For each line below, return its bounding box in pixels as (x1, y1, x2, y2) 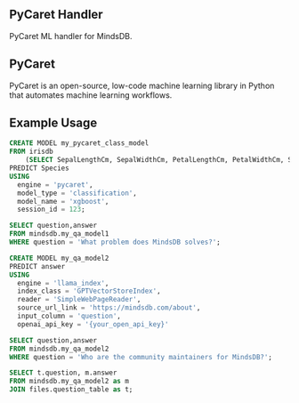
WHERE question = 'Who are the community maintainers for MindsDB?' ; (9, 352, 273, 361)
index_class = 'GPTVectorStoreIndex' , (17, 286, 162, 296)
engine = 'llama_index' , (17, 278, 109, 287)
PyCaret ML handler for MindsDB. (9, 30, 133, 41)
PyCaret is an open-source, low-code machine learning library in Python (9, 80, 275, 91)
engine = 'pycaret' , (17, 180, 93, 189)
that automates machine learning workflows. (9, 89, 173, 101)
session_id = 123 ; (17, 205, 86, 214)
